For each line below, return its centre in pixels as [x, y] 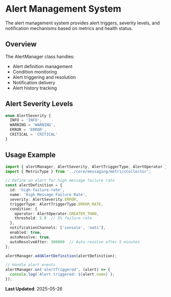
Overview [21, 44]
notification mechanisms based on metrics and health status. [69, 28]
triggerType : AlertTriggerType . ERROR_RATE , [56, 204]
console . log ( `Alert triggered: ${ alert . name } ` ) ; [62, 275]
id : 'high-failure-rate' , [37, 190]
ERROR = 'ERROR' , [28, 130]
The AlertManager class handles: [40, 56]
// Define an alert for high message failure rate [60, 181]
